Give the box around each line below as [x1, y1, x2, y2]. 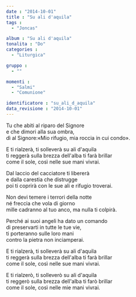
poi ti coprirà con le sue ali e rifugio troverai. [6, 182, 113, 189]
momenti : [6, 79, 30, 85]
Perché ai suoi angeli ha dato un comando [6, 217, 108, 224]
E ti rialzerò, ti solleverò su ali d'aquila [6, 271, 97, 278]
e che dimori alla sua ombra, [6, 128, 75, 135]
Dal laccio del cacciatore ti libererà [6, 169, 90, 176]
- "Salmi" [11, 84, 35, 90]
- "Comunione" [11, 89, 46, 96]
